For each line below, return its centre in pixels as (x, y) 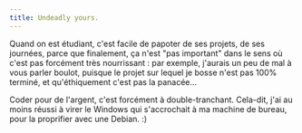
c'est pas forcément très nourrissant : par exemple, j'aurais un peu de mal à (151, 62)
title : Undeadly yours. (54, 18)
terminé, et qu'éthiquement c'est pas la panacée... (103, 81)
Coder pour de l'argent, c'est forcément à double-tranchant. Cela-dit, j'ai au (151, 100)
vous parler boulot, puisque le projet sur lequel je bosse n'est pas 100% (143, 72)
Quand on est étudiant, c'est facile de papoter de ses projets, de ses (137, 43)
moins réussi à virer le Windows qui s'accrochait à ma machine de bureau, (148, 109)
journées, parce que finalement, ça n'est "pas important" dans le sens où (146, 53)
